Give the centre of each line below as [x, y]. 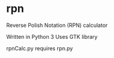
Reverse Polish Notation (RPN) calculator [57, 25]
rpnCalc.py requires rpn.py [40, 48]
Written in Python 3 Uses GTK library [52, 36]
